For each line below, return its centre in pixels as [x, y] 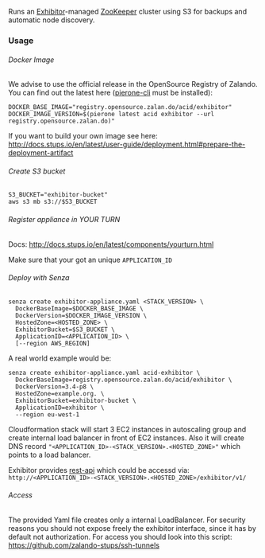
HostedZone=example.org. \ [60, 393]
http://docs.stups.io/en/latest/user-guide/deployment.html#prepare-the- [127, 144]
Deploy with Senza [39, 278]
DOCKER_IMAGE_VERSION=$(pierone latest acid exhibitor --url [111, 115]
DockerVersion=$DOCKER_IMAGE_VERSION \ [81, 315]
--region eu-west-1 [48, 414]
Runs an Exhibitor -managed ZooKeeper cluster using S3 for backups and [128, 12]
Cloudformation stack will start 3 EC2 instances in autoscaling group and [127, 429]
